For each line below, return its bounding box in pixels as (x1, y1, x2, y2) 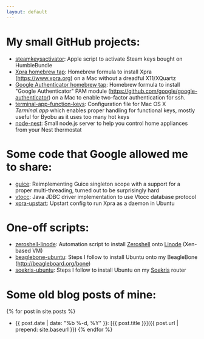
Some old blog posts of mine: (6, 287, 157, 301)
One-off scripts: (6, 221, 89, 234)
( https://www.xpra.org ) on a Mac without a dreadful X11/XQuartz (15, 74, 176, 82)
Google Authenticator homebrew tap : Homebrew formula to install (15, 81, 180, 88)
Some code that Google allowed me (6, 147, 188, 161)
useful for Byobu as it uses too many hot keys (15, 113, 129, 120)
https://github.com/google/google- (110, 87, 198, 95)
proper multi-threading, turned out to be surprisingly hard (15, 186, 160, 194)
